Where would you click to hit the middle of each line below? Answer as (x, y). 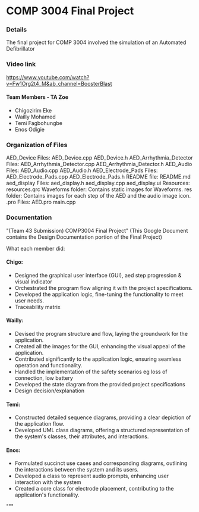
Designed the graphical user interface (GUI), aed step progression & (98, 275)
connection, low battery (44, 378)
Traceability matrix (37, 307)
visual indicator (33, 282)
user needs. (29, 300)
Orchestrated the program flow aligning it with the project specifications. (104, 288)
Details (17, 30)
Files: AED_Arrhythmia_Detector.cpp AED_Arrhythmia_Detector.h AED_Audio (99, 164)
